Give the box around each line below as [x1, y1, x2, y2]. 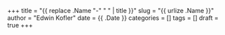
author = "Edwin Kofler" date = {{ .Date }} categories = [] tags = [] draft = [7, 14, 219, 22]
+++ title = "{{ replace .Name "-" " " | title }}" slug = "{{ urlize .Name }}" [7, 7, 214, 14]
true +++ [7, 21, 34, 29]
